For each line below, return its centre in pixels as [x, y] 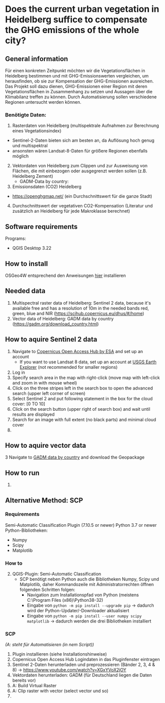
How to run [22, 473]
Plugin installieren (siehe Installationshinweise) [60, 654]
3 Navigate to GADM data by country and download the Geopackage [75, 457]
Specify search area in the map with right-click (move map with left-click [86, 377]
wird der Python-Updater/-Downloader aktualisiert [78, 611]
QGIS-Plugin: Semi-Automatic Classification [57, 574]
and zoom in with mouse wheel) [45, 383]
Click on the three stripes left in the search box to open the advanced [82, 388]
